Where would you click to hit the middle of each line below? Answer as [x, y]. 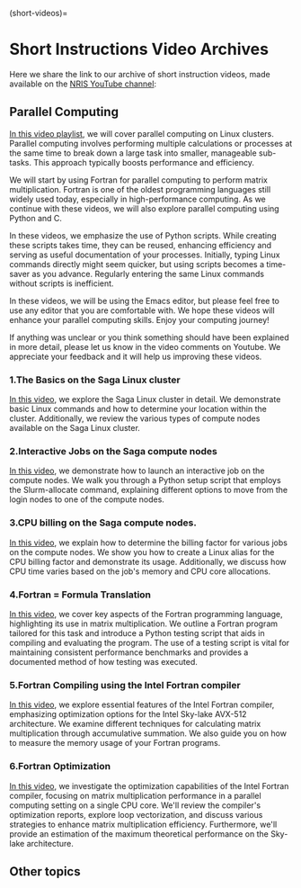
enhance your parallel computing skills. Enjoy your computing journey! [139, 319]
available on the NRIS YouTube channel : [83, 84]
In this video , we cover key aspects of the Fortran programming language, [146, 614]
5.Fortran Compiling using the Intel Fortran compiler [125, 685]
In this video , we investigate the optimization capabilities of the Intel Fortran [149, 785]
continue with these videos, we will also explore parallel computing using [145, 208]
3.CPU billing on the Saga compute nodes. [103, 523]
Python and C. [36, 218]
